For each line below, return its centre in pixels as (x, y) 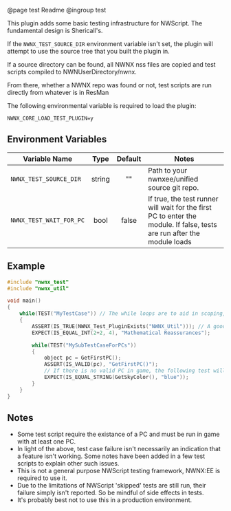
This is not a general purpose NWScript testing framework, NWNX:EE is (119, 471)
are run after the (174, 233)
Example (26, 267)
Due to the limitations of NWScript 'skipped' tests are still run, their (111, 486)
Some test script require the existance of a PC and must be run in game (118, 434)
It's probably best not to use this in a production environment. (104, 500)
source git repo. (173, 187)
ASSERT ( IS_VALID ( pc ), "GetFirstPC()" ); (101, 365)
